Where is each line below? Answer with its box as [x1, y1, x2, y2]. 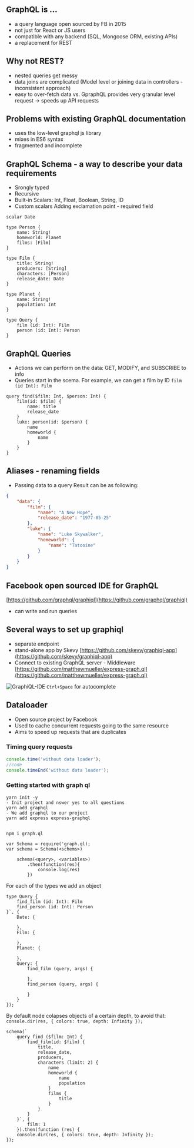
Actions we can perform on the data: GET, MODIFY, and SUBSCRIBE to [14, 365, 186, 372]
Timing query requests [6, 743, 73, 751]
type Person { [6, 224, 41, 230]
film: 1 [27, 1121, 46, 1127]
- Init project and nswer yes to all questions [6, 799, 125, 806]
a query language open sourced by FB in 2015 [14, 20, 126, 27]
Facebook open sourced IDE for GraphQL [6, 580, 159, 591]
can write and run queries [14, 607, 78, 614]
